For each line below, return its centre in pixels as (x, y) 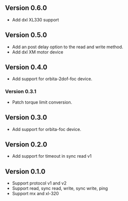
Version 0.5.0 (26, 35)
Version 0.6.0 (26, 8)
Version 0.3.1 (21, 91)
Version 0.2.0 (26, 144)
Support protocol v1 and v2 (39, 183)
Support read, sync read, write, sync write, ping (60, 188)
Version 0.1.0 (25, 172)
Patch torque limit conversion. (42, 102)
